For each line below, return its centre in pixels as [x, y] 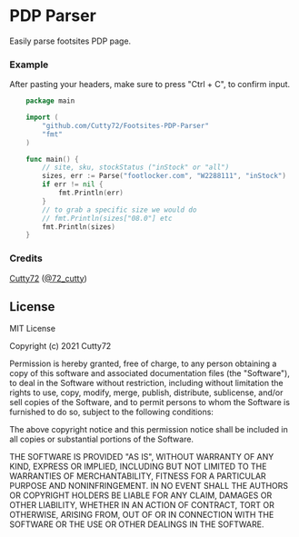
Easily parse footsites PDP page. [70, 41]
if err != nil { [73, 184]
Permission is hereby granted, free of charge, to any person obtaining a [143, 363]
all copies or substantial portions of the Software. [101, 439]
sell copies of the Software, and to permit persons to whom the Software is [150, 403]
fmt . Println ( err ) [91, 193]
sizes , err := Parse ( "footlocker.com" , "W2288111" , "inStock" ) [164, 176]
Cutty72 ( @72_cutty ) [49, 278]
